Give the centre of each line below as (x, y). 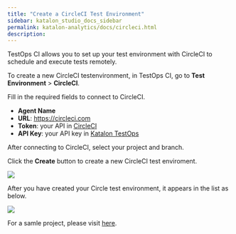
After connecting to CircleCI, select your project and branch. (96, 148)
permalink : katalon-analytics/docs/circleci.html (82, 27)
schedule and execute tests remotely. (62, 62)
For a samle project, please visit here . (62, 223)
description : (27, 34)
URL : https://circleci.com (54, 118)
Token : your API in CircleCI (57, 126)
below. (17, 196)
